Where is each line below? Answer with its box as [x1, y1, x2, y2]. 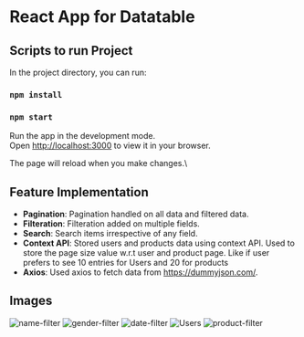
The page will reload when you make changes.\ [9, 158, 188, 169]
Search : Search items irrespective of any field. [22, 228, 198, 239]
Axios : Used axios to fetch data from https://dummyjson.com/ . [22, 267, 258, 278]
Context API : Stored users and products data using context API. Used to [22, 237, 295, 248]
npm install [9, 90, 63, 100]
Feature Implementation [9, 184, 149, 200]
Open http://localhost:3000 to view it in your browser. [9, 140, 212, 152]
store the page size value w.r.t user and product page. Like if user [22, 247, 270, 258]
